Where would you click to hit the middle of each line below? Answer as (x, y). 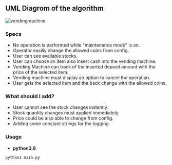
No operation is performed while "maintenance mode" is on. (76, 45)
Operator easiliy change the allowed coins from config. (71, 51)
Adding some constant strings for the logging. (61, 124)
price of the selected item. (41, 72)
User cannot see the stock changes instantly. (61, 107)
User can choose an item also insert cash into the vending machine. (84, 61)
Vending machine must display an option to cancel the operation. (81, 78)
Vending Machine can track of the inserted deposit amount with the (84, 67)
